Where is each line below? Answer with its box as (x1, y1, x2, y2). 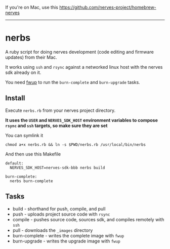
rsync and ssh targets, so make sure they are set (5, 122, 108, 129)
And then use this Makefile (5, 151, 61, 157)
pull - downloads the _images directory (12, 227, 93, 233)
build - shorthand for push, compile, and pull (12, 205, 106, 212)
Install (5, 94, 25, 103)
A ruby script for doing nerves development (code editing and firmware (5, 49, 154, 55)
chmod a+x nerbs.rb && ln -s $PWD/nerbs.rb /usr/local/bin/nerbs (5, 142, 146, 147)
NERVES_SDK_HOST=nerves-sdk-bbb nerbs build (10, 165, 105, 170)
